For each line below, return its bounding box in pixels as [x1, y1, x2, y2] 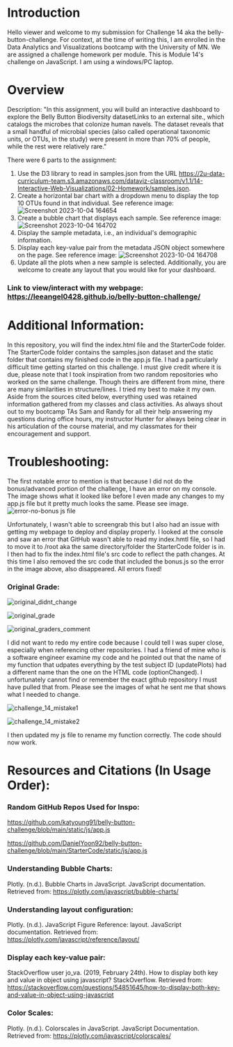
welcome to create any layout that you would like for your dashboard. [17, 265, 216, 273]
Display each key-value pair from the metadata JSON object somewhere [17, 243, 225, 252]
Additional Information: [7, 317, 145, 333]
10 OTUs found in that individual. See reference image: [17, 199, 174, 207]
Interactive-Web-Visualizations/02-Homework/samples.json [17, 183, 189, 193]
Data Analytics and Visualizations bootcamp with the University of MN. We [7, 43, 221, 51]
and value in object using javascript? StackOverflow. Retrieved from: [7, 976, 203, 984]
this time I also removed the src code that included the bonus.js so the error [7, 557, 225, 566]
